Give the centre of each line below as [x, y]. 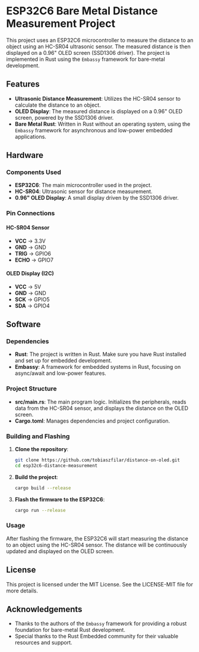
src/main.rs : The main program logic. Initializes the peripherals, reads [100, 402]
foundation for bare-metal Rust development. [70, 630]
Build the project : [36, 477]
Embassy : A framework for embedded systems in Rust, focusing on [98, 367]
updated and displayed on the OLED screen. [60, 551]
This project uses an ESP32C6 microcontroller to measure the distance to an [100, 40]
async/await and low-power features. [61, 373]
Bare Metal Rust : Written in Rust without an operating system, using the [102, 124]
